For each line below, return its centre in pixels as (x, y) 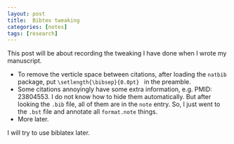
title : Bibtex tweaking (44, 20)
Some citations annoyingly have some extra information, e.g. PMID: (115, 89)
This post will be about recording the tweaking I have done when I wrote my (117, 53)
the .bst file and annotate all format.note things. (87, 112)
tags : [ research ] (33, 33)
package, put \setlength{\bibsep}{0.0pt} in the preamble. (104, 82)
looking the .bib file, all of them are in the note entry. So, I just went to (119, 104)
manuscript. (25, 61)
